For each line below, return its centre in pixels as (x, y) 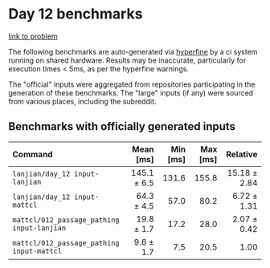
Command (33, 154)
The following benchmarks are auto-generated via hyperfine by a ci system (133, 51)
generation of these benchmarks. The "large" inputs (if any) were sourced (131, 92)
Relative (242, 154)
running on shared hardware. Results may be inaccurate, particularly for (127, 60)
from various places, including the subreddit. (82, 101)
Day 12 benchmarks (76, 14)
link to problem (33, 36)
